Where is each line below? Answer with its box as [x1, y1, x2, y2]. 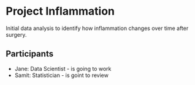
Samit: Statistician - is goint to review [14, 72, 109, 79]
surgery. [6, 31, 27, 38]
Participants [6, 49, 53, 59]
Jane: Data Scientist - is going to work [14, 65, 112, 72]
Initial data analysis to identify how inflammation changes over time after [6, 24, 189, 32]
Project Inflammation [6, 4, 115, 18]
